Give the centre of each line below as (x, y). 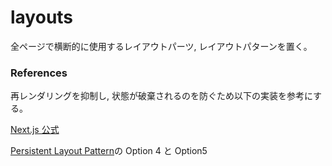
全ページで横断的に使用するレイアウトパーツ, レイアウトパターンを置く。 (161, 46)
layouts (42, 17)
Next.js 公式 (35, 130)
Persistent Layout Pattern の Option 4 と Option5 (109, 151)
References (39, 73)
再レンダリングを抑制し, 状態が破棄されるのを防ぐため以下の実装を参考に (162, 96)
